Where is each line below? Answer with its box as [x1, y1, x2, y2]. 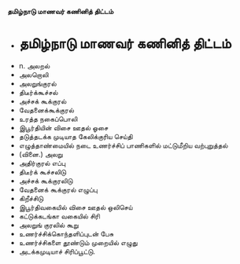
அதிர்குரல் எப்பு [18, 158, 66, 167]
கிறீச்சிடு [18, 193, 44, 203]
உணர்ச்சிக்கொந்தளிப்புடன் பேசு [18, 229, 114, 238]
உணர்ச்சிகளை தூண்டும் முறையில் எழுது [18, 237, 138, 247]
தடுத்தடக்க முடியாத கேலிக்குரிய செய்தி [18, 131, 133, 141]
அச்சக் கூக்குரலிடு [18, 176, 73, 185]
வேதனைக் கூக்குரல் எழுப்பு [18, 185, 98, 194]
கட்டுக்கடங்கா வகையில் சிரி [18, 211, 100, 221]
